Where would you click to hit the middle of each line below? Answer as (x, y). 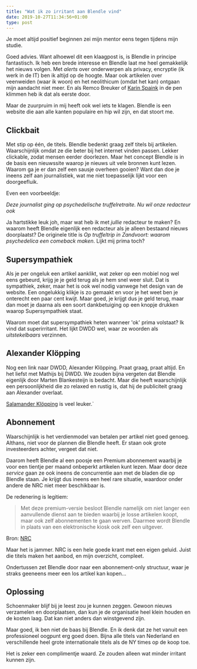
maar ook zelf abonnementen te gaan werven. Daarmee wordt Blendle (105, 520)
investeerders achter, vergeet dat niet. (52, 449)
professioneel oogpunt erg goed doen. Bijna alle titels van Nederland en (93, 636)
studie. (14, 45)
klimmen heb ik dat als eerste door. (48, 94)
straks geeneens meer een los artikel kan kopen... (66, 573)
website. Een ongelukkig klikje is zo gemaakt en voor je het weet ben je (92, 292)
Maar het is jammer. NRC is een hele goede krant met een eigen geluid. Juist (98, 549)
